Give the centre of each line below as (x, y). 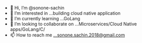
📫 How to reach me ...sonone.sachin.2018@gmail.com (67, 35)
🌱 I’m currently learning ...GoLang (45, 18)
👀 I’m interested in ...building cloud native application (65, 13)
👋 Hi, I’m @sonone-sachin (37, 8)
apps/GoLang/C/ (28, 29)
